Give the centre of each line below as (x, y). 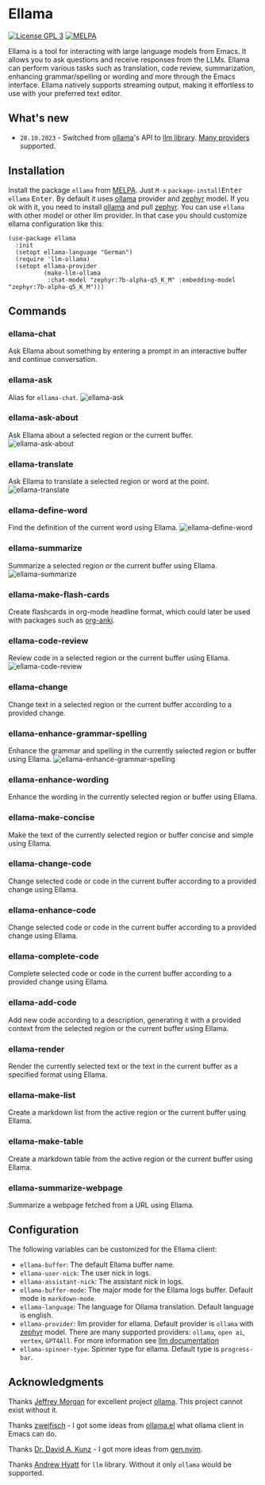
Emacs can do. (33, 1433)
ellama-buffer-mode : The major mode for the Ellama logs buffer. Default (136, 1290)
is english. (36, 1315)
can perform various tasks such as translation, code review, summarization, (132, 67)
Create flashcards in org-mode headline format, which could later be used (129, 612)
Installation (36, 171)
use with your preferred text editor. (65, 93)
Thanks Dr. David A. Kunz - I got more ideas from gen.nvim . (106, 1448)
